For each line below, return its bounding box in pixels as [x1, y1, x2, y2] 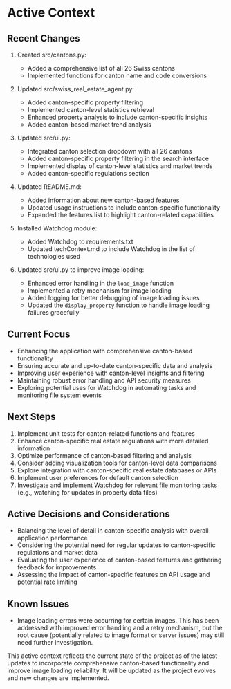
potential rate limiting [17, 578, 77, 586]
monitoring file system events [17, 391, 102, 399]
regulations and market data [17, 549, 98, 557]
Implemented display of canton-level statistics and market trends [27, 162, 213, 170]
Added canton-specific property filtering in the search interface [27, 154, 210, 163]
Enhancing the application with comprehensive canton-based [17, 347, 193, 355]
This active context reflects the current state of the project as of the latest [7, 652, 218, 660]
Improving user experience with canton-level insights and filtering [17, 369, 205, 377]
